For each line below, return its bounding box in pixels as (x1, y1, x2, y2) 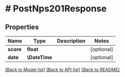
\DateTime (26, 54, 52, 61)
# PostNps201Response (5, 3, 107, 14)
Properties (5, 23, 39, 31)
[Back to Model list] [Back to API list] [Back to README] (5, 67, 120, 73)
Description (56, 38, 86, 44)
